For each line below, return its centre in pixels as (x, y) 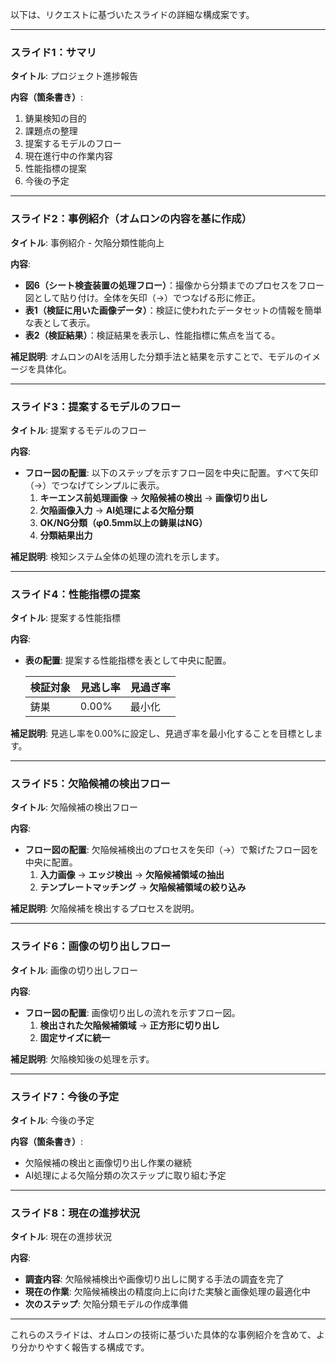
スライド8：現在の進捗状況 (75, 1213)
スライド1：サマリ (53, 52)
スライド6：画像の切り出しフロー (91, 946)
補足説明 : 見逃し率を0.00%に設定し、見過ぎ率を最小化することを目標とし (162, 734)
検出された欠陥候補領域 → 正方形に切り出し (129, 1025)
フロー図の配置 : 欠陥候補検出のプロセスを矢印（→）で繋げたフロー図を (172, 850)
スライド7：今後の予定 (65, 1096)
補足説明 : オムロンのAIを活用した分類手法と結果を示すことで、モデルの (156, 356)
